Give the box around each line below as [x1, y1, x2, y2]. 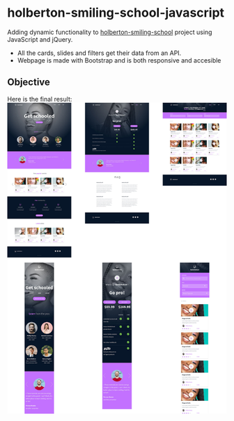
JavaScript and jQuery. [7, 35, 73, 43]
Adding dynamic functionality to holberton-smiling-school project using [7, 28, 212, 36]
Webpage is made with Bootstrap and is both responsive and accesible [17, 56, 221, 64]
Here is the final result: [7, 95, 72, 103]
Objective [7, 77, 51, 88]
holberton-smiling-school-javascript [7, 5, 225, 21]
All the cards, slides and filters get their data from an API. [17, 49, 182, 57]
